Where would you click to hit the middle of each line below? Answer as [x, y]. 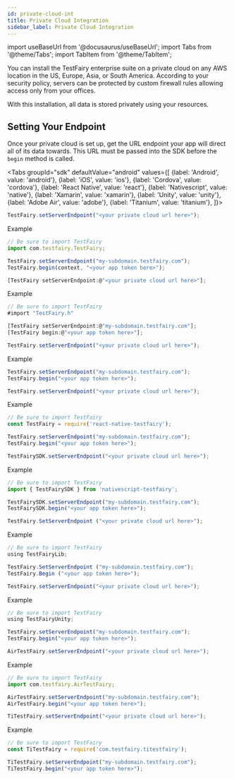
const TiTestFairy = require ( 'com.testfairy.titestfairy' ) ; [98, 749]
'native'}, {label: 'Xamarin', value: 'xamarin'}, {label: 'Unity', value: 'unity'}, [114, 195]
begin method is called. [41, 159]
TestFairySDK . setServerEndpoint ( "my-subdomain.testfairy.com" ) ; [104, 502]
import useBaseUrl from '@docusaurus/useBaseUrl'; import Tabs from [109, 47]
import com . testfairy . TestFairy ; [56, 248]
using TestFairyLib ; [38, 554]
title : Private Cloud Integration [58, 20]
